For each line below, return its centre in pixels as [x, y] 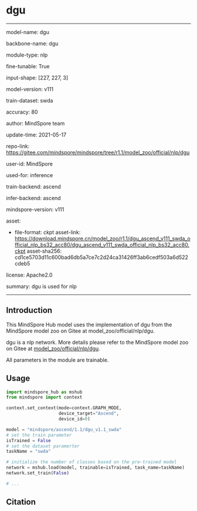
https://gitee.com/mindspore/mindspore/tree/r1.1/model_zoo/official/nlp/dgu [98, 152]
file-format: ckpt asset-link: [47, 232]
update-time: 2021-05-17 [36, 135]
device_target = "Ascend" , [89, 414]
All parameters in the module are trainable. [57, 360]
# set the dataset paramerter [43, 446]
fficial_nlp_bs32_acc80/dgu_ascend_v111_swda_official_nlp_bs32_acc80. [102, 244]
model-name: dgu [28, 32]
